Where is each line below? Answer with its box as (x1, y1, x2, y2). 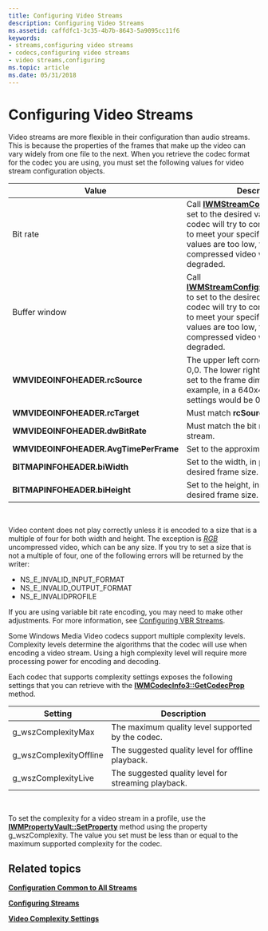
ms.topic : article (8, 64, 69, 72)
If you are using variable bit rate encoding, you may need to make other (8, 607, 243, 616)
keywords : (8, 34, 41, 42)
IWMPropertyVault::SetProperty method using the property (8, 822, 208, 831)
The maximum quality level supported (111, 721, 253, 732)
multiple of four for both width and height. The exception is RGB (8, 533, 219, 543)
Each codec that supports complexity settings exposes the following (8, 672, 233, 682)
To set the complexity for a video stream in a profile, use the (8, 813, 206, 823)
